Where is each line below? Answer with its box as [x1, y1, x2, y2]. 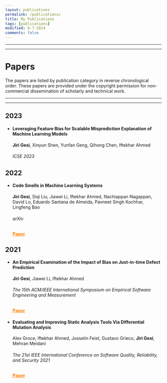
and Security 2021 [12, 357, 50, 363]
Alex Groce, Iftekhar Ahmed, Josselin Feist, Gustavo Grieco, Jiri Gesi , [12, 335, 155, 341]
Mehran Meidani [12, 341, 46, 347]
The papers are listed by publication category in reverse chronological [5, 77, 149, 83]
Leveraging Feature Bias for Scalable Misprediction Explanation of [12, 125, 152, 132]
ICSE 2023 [12, 153, 35, 159]
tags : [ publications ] [5, 21, 50, 26]
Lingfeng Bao [12, 204, 40, 210]
